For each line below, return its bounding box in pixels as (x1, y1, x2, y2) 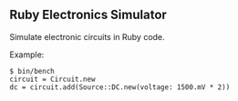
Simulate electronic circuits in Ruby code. (9, 31, 166, 42)
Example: (9, 49, 45, 60)
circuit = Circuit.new (9, 75, 96, 84)
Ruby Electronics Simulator (9, 7, 167, 23)
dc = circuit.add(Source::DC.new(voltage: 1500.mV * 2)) (9, 82, 231, 92)
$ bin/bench (9, 66, 55, 76)
